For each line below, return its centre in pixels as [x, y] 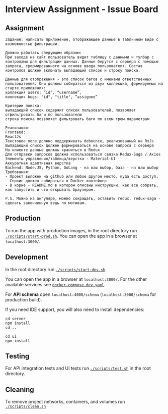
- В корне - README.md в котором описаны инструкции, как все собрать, [82, 185]
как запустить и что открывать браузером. [50, 190]
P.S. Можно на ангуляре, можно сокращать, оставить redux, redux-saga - [83, 198]
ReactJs [13, 137]
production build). [24, 299]
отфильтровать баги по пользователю [44, 115]
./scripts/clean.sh [26, 407]
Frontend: [16, 132]
